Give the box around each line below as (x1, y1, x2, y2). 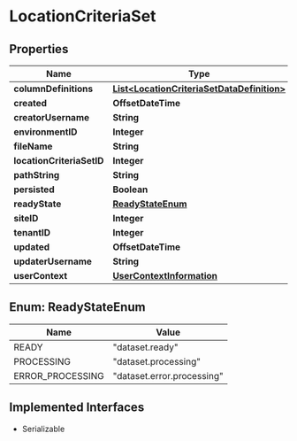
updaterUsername (13, 255, 93, 267)
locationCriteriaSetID (13, 155, 104, 166)
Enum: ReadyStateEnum (9, 299, 146, 315)
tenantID (13, 227, 51, 238)
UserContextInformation (112, 270, 218, 282)
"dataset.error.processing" (112, 369, 224, 382)
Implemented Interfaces (9, 400, 145, 415)
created (13, 97, 47, 109)
